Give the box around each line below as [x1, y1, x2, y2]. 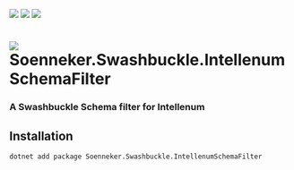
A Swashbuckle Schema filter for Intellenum [9, 101, 205, 114]
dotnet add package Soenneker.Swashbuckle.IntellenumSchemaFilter [9, 152, 263, 161]
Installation [9, 128, 73, 143]
